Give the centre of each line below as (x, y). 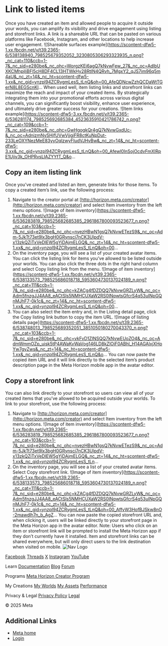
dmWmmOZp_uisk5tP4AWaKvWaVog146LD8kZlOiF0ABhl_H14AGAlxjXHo (87, 344)
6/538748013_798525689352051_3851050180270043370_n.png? (80, 328)
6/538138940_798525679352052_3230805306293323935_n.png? (74, 55)
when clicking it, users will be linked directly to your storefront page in (85, 520)
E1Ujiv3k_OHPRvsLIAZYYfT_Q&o (38, 156)
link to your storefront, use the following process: (56, 403)
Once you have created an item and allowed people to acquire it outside (79, 23)
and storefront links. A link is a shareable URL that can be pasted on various (83, 34)
